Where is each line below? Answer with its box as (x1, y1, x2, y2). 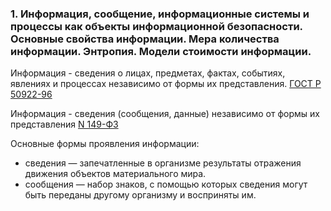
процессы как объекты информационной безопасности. (10, 19, 303, 33)
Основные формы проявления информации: (10, 138, 200, 150)
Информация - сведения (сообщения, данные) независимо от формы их (10, 108, 320, 120)
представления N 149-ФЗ (10, 118, 119, 131)
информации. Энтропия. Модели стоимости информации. (10, 44, 312, 58)
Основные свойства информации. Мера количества (10, 32, 280, 46)
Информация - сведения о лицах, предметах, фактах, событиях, (10, 67, 286, 79)
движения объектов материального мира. (24, 168, 207, 180)
